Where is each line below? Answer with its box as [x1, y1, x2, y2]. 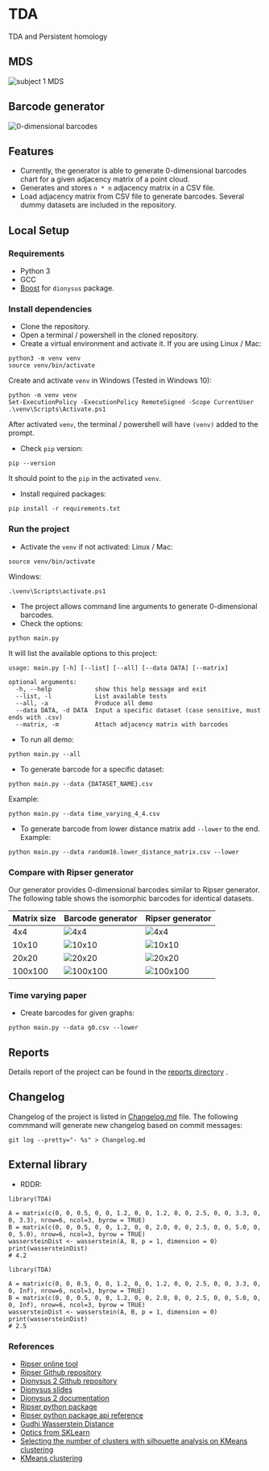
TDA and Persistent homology [8, 31, 108, 41]
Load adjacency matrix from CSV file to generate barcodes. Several [19, 191, 244, 202]
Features [8, 144, 54, 158]
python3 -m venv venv [8, 354, 81, 363]
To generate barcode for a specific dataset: [19, 764, 164, 774]
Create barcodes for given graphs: [19, 1008, 135, 1018]
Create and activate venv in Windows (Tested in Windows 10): [8, 376, 212, 386]
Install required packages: [19, 489, 106, 499]
